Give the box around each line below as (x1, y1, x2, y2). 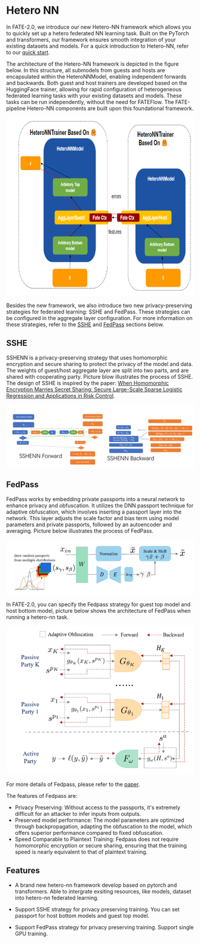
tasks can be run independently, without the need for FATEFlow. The (6, 98, 174, 105)
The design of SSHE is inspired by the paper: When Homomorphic (6, 379, 169, 386)
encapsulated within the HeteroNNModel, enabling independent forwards (6, 73, 187, 80)
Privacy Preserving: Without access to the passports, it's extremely (14, 804, 181, 811)
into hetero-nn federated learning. (14, 894, 99, 901)
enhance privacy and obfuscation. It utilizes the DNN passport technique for (6, 502, 194, 509)
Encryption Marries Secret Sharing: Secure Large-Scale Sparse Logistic (6, 386, 183, 393)
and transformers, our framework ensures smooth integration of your (6, 36, 176, 43)
